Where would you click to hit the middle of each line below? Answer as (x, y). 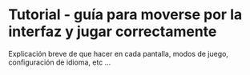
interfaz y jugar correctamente (113, 32)
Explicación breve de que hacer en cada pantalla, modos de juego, (118, 53)
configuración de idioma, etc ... (60, 62)
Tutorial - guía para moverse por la (125, 15)
